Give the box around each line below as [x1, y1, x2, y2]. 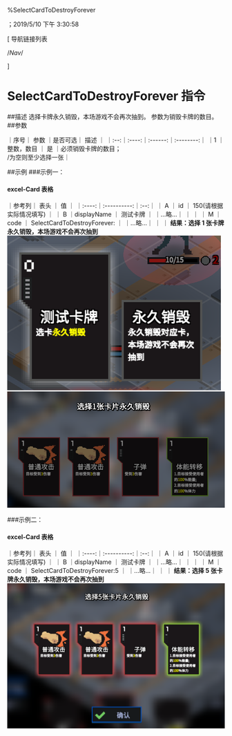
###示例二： [7, 515, 43, 524]
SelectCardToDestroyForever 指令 [7, 88, 206, 104]
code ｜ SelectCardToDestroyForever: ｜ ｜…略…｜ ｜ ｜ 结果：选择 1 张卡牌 [7, 219, 224, 227]
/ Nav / [7, 48, 23, 57]
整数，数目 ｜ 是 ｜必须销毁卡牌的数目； [7, 144, 122, 153]
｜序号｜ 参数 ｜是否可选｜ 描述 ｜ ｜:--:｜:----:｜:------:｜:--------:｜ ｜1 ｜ [7, 135, 224, 144]
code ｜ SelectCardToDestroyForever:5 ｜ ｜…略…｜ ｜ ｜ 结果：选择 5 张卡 [7, 567, 223, 575]
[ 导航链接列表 [7, 35, 48, 43]
